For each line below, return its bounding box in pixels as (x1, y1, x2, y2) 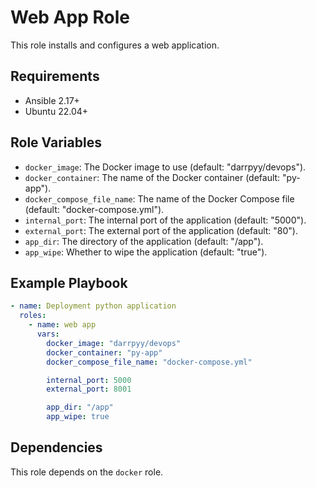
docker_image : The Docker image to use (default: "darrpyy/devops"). (24, 161, 307, 173)
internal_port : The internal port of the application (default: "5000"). (24, 214, 307, 226)
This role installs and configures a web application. (10, 39, 220, 51)
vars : (36, 329, 60, 339)
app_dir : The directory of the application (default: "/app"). (24, 235, 264, 247)
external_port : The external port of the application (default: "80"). (24, 224, 298, 236)
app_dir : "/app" (46, 402, 114, 413)
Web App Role (10, 6, 130, 29)
